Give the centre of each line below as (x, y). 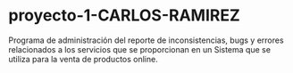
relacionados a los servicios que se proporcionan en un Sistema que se (140, 49)
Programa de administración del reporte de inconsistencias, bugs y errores (146, 40)
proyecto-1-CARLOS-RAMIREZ (124, 16)
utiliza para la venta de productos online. (83, 59)
